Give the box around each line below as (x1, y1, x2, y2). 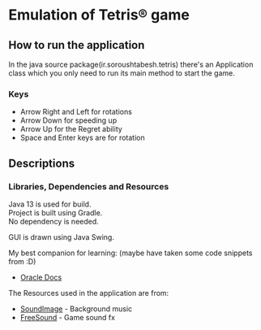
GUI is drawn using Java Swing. (8, 232, 115, 241)
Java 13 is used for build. (8, 199, 92, 209)
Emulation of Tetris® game (8, 6, 190, 24)
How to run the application (8, 38, 145, 52)
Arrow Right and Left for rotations (19, 107, 132, 117)
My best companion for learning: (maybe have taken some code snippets (8, 248, 253, 258)
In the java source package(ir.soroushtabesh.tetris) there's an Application (8, 59, 254, 69)
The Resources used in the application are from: (8, 288, 169, 297)
